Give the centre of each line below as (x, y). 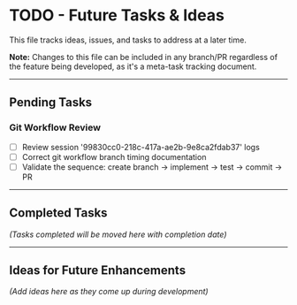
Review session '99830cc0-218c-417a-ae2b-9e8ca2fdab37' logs (141, 147)
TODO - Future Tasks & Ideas (117, 15)
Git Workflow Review (55, 127)
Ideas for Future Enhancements (98, 271)
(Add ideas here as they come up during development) (109, 292)
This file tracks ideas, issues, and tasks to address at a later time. (128, 40)
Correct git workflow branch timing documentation (114, 156)
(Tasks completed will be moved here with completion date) (118, 234)
